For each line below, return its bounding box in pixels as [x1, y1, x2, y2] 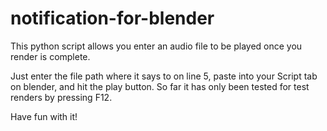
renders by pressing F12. [10, 91, 113, 103]
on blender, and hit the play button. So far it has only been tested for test [10, 80, 310, 92]
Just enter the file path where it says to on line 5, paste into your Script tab [10, 70, 318, 82]
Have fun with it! [10, 110, 78, 122]
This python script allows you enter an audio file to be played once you [10, 40, 303, 52]
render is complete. [10, 50, 91, 62]
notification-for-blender [10, 7, 215, 30]
